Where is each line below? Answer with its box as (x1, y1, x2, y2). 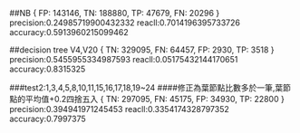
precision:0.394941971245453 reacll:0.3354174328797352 (9, 104, 229, 114)
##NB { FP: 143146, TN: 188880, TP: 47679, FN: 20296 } (9, 8, 220, 18)
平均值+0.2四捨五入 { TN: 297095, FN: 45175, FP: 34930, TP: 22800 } (24, 94, 285, 104)
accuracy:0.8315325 (9, 63, 86, 74)
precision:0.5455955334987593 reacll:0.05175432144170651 (9, 54, 238, 64)
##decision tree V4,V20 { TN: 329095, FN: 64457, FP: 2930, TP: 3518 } (9, 44, 275, 55)
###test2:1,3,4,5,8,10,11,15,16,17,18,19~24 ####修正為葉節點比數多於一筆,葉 (9, 82, 284, 93)
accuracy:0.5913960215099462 (9, 27, 129, 37)
